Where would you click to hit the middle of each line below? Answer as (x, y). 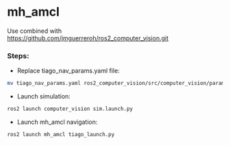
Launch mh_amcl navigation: (57, 122)
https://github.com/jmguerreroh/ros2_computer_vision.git (88, 38)
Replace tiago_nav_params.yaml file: (68, 71)
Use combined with (35, 31)
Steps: (18, 55)
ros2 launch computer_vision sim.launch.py (70, 109)
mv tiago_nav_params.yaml (44, 83)
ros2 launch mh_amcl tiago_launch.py (61, 134)
